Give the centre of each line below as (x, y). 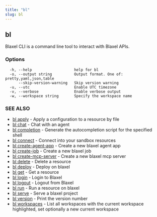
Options (15, 59)
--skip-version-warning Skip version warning (69, 83)
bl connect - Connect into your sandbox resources (64, 140)
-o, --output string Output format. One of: (66, 74)
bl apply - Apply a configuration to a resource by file (66, 119)
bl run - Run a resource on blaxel (46, 188)
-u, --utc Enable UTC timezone (63, 87)
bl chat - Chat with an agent (41, 124)
